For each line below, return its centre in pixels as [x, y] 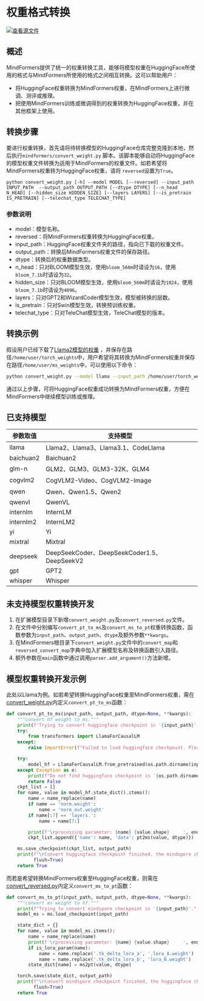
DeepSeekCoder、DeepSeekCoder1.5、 [104, 553]
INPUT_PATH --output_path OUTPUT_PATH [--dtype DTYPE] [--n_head [92, 187]
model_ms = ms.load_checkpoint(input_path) [73, 914]
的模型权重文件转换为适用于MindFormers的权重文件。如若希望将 [87, 163]
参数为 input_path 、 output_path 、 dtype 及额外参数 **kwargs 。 [96, 635]
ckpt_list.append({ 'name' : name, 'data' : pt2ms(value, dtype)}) [111, 838]
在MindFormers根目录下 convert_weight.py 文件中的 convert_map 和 [96, 643]
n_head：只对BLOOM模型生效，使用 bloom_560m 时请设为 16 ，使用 [95, 267]
